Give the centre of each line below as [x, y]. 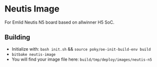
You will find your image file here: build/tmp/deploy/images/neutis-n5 [82, 59]
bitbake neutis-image [33, 54]
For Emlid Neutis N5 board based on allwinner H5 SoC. [59, 22]
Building [17, 37]
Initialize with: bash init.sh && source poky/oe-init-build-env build [81, 49]
